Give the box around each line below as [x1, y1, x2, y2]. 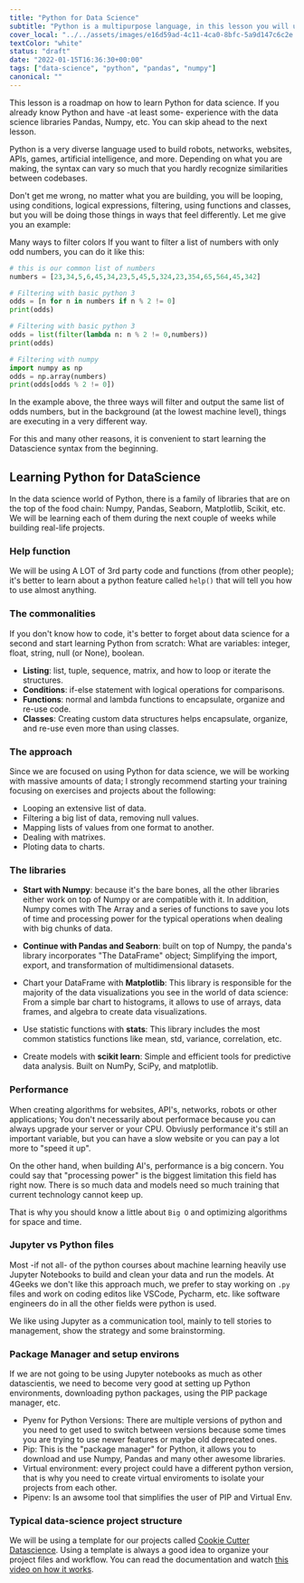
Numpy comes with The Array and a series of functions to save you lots [22, 904, 290, 915]
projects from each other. [22, 1482, 118, 1493]
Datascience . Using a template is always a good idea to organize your [9, 1545, 270, 1556]
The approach [9, 745, 72, 758]
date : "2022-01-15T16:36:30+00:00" [9, 55, 144, 64]
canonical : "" [9, 73, 63, 82]
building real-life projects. [9, 522, 106, 533]
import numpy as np [9, 364, 83, 373]
